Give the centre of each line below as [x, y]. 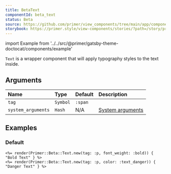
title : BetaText [22, 10]
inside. [12, 64]
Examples [21, 128]
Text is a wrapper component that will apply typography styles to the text [82, 59]
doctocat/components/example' [39, 49]
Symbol [62, 102]
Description [113, 94]
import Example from [27, 43]
